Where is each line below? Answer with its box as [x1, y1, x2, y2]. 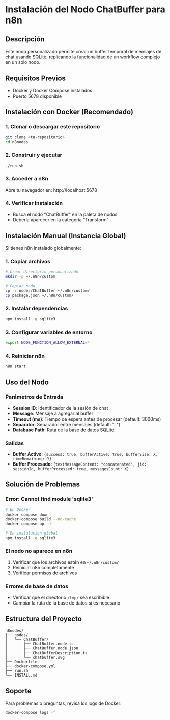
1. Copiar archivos [5, 258, 51, 265]
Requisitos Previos [5, 74, 66, 83]
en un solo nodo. [5, 59, 41, 65]
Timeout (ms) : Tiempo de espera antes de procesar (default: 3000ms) [12, 415, 161, 422]
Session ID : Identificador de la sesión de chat [12, 405, 108, 411]
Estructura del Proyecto [5, 614, 82, 623]
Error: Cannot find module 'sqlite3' [5, 496, 93, 503]
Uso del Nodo [5, 378, 49, 387]
